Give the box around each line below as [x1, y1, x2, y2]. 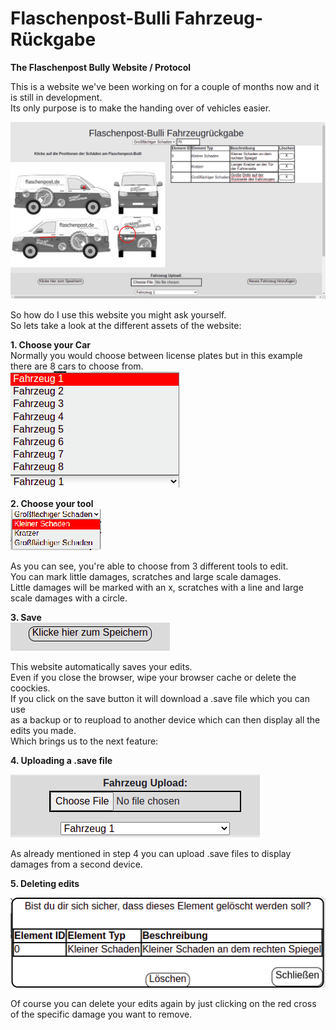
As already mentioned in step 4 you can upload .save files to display [10, 847, 292, 859]
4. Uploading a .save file [10, 754, 113, 766]
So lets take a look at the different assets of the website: [10, 319, 242, 331]
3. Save [10, 611, 42, 623]
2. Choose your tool [10, 497, 94, 509]
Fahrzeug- [174, 7, 264, 30]
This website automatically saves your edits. [10, 660, 193, 672]
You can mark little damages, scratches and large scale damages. [10, 570, 282, 582]
